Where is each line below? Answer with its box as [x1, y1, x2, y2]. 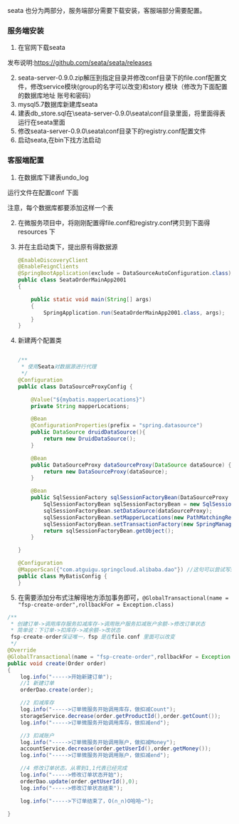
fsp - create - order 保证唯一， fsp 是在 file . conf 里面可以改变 [10, 633, 176, 641]
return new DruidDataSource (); [43, 435, 137, 443]
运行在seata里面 [17, 118, 65, 127]
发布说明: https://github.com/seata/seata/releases [7, 58, 152, 67]
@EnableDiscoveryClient [17, 256, 89, 264]
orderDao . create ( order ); [20, 687, 94, 694]
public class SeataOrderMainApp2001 [17, 276, 127, 283]
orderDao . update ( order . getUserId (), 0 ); [20, 778, 139, 785]
